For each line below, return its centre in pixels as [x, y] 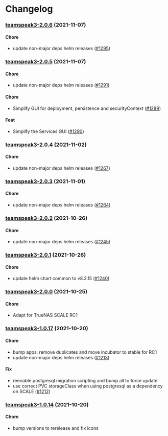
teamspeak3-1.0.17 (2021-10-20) [47, 329]
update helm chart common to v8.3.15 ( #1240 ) [61, 279]
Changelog [29, 9]
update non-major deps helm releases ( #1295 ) [62, 49]
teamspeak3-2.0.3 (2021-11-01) [45, 181]
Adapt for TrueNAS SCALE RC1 [45, 315]
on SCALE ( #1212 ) [31, 391]
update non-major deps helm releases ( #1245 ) [62, 242]
